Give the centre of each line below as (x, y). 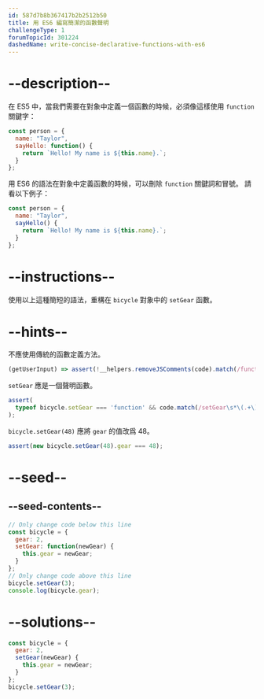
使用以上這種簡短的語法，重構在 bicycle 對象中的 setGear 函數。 (112, 299)
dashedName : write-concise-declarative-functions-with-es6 (107, 45)
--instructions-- (62, 277)
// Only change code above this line (70, 575)
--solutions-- (52, 622)
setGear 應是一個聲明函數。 (53, 386)
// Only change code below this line (70, 524)
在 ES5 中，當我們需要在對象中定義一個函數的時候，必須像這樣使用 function (131, 106)
